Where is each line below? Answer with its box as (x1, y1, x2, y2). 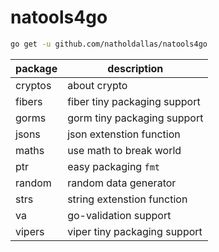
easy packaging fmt (67, 159, 161, 173)
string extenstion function (67, 192, 188, 206)
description (107, 61, 164, 75)
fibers (15, 94, 43, 108)
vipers (15, 224, 45, 238)
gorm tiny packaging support (67, 111, 204, 125)
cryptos (15, 78, 52, 92)
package (15, 61, 58, 75)
